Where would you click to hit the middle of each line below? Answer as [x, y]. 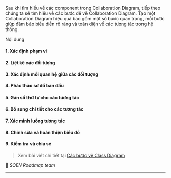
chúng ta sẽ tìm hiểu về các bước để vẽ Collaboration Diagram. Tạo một [80, 13]
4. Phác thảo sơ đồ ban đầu [35, 86]
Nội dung [15, 39]
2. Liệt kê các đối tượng [30, 63]
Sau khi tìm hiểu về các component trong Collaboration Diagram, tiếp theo [83, 8]
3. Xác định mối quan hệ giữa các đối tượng [52, 74]
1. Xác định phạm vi [26, 51]
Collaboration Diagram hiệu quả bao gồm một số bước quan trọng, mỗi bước [85, 19]
